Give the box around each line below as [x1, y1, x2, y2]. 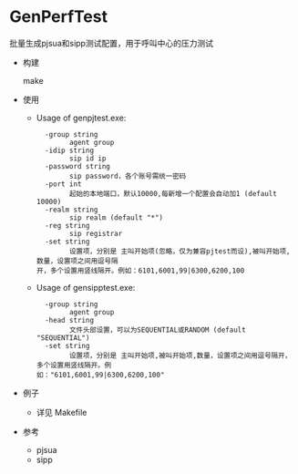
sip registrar [68, 229, 123, 238]
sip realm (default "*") [68, 212, 164, 222]
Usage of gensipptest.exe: [36, 282, 136, 293]
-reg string [44, 221, 90, 230]
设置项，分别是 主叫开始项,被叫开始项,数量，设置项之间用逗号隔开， [68, 351, 292, 360]
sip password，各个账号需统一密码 [68, 171, 187, 180]
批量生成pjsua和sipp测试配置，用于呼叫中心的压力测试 [9, 37, 214, 48]
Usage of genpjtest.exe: [36, 112, 127, 123]
